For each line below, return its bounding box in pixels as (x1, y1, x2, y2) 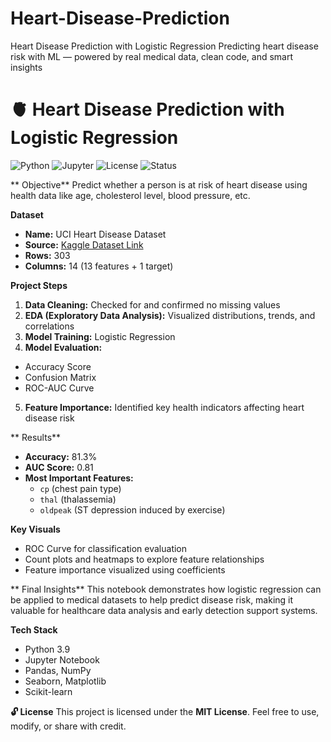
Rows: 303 (24, 249, 71, 261)
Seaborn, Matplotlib (24, 675, 107, 687)
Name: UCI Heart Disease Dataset (24, 228, 167, 240)
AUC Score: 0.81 (24, 461, 94, 473)
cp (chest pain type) (39, 482, 122, 494)
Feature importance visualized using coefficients (24, 563, 226, 576)
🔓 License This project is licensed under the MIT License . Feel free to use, (10, 705, 320, 717)
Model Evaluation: (24, 341, 103, 353)
